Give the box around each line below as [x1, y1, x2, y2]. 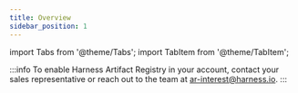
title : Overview [9, 13, 71, 23]
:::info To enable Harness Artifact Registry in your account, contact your [9, 64, 280, 75]
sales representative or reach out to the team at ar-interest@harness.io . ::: [9, 73, 287, 84]
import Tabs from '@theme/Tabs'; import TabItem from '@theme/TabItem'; [9, 46, 290, 57]
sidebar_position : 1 [9, 22, 88, 31]
